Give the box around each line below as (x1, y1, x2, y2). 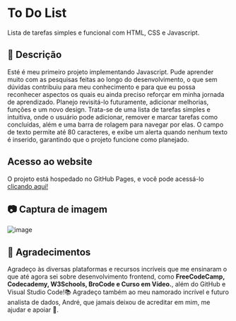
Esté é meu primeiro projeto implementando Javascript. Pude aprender (7, 67, 214, 76)
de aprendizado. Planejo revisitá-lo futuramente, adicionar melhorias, (7, 98, 209, 106)
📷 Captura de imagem (7, 203, 108, 215)
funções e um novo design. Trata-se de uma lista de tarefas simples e (7, 105, 211, 114)
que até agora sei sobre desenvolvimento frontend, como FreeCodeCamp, (7, 272, 225, 281)
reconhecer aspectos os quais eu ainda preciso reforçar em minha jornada (7, 90, 225, 98)
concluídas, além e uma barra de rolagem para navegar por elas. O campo (7, 120, 224, 129)
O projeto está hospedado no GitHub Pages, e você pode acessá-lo (7, 175, 204, 183)
